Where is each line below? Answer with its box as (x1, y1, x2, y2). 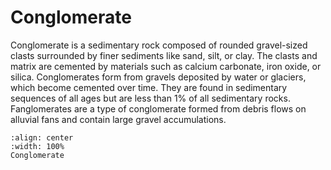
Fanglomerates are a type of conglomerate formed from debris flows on (10, 102, 307, 115)
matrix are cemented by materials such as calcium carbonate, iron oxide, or (10, 60, 322, 72)
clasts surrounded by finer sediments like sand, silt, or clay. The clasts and (10, 49, 318, 61)
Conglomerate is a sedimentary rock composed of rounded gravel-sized (10, 39, 308, 51)
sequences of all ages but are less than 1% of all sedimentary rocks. (10, 92, 291, 104)
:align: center (10, 132, 74, 143)
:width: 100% (10, 141, 65, 151)
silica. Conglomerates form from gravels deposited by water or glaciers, (10, 71, 307, 83)
